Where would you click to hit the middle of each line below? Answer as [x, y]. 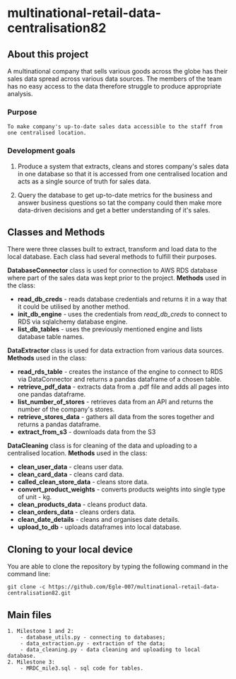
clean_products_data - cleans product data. [82, 505]
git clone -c [26, 587]
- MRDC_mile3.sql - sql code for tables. [82, 668]
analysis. [20, 94]
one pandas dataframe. [52, 394]
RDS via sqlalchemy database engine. [72, 322]
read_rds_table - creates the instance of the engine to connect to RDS [120, 372]
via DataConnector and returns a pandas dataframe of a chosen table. [119, 380]
